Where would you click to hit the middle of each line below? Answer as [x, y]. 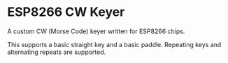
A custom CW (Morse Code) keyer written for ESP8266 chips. [96, 31]
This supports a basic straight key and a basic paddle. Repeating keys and [114, 44]
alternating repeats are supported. [57, 52]
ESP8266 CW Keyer [66, 12]
